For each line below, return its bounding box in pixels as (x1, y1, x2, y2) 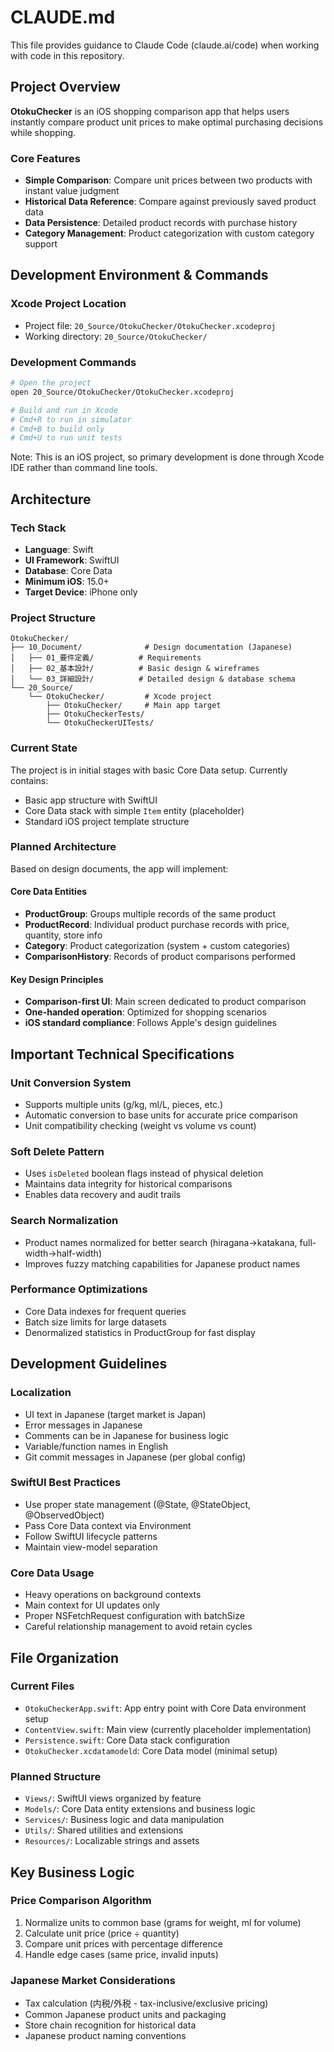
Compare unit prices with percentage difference (24, 1937, 223, 1950)
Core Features (10, 151, 81, 165)
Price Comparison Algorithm (10, 1894, 152, 1908)
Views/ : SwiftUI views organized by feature (24, 1792, 202, 1805)
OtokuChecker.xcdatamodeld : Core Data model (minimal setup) (24, 1744, 278, 1756)
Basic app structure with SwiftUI (24, 794, 158, 806)
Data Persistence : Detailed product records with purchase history (24, 217, 298, 229)
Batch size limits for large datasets (24, 1316, 167, 1328)
